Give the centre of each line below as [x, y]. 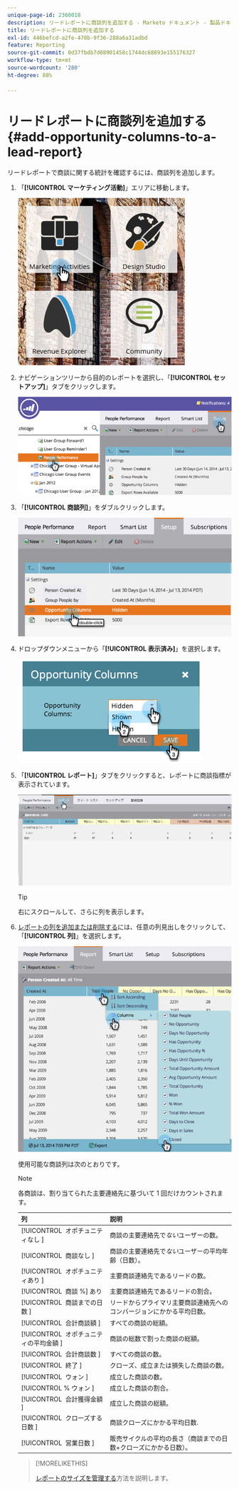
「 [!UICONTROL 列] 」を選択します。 [71, 936]
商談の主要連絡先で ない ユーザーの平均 [166, 1251]
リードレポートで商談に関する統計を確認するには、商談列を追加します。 [113, 173]
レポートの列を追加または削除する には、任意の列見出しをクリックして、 [123, 927]
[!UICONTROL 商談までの [59, 1303]
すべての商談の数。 [138, 1354]
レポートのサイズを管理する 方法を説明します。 [103, 1478]
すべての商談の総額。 [141, 1323]
